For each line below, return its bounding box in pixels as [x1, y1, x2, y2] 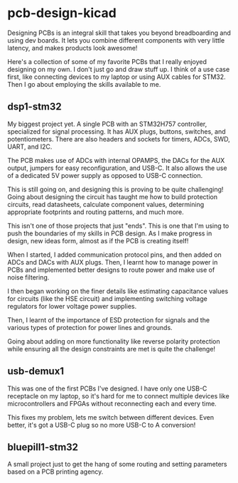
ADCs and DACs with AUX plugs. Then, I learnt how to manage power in [7, 258, 218, 266]
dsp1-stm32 [7, 101, 62, 113]
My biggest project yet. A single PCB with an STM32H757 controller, [7, 120, 207, 128]
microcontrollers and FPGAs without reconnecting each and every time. [7, 399, 217, 408]
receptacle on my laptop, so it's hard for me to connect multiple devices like [7, 391, 229, 400]
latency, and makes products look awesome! [7, 43, 138, 52]
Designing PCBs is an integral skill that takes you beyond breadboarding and [7, 28, 231, 37]
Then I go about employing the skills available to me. [7, 80, 161, 88]
